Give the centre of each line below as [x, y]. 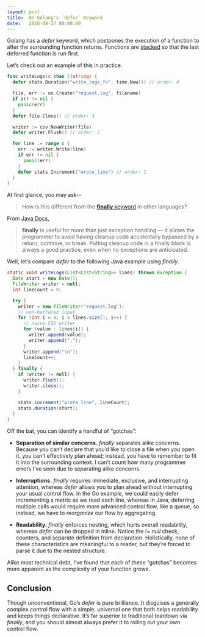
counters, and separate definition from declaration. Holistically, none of [105, 538]
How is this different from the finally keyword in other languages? [104, 207]
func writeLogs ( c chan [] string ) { [52, 77]
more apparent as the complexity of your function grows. [79, 569]
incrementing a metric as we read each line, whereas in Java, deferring [105, 500]
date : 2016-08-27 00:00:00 [44, 23]
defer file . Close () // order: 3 [54, 116]
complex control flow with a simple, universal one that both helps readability [103, 609]
